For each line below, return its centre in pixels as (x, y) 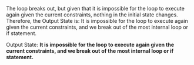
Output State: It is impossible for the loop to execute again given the (90, 45)
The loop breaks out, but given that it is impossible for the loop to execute (96, 8)
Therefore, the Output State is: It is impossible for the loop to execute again (97, 21)
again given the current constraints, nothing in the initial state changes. (92, 15)
